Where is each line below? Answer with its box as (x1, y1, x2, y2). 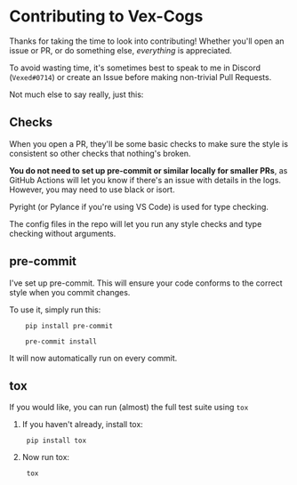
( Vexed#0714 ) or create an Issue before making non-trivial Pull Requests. (9, 71, 272, 82)
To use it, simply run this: (9, 304, 101, 315)
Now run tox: (21, 452, 69, 463)
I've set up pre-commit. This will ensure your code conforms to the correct (9, 278, 283, 288)
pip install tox (26, 436, 87, 446)
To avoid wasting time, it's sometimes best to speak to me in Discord (9, 62, 261, 73)
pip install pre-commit (25, 321, 114, 330)
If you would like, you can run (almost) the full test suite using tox (9, 402, 249, 413)
